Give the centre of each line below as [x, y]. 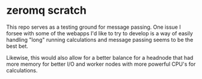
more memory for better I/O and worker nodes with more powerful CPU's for [101, 64]
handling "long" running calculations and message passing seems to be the [100, 39]
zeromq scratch [47, 10]
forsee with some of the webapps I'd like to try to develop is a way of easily [100, 33]
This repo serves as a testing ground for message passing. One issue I [94, 27]
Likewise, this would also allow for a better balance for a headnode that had [100, 57]
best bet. [17, 46]
